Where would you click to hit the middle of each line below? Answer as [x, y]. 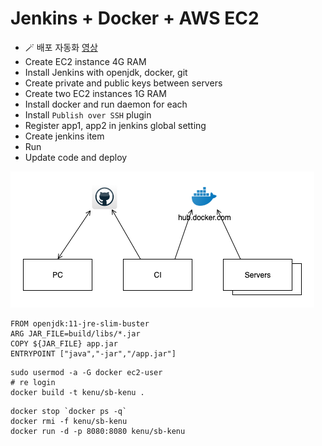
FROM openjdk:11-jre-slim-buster [80, 323]
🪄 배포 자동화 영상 [61, 47]
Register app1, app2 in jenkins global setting [115, 125]
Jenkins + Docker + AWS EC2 [135, 18]
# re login [33, 382]
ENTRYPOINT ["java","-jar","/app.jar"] [93, 353]
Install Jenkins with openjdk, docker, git [106, 72]
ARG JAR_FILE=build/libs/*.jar [75, 333]
